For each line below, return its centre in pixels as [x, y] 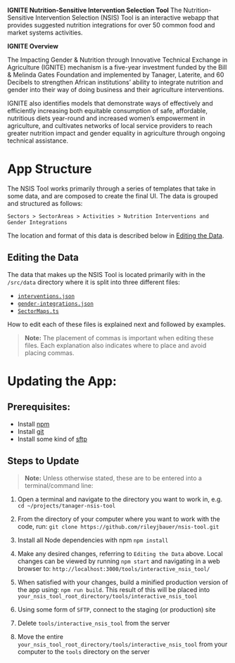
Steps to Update [43, 461]
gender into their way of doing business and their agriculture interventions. [116, 90]
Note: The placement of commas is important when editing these [119, 337]
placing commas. [50, 353]
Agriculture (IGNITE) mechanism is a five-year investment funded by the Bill [117, 67]
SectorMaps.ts [38, 311]
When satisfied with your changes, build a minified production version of [123, 582]
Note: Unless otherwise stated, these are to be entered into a [113, 478]
